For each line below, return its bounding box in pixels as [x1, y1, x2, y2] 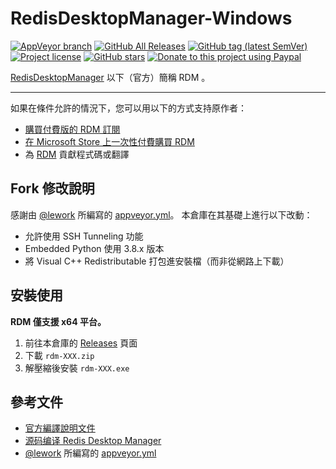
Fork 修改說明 [10, 180, 95, 197]
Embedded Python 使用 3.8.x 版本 [24, 242, 165, 254]
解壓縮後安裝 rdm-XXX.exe [24, 362, 130, 374]
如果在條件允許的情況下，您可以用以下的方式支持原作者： [10, 102, 247, 114]
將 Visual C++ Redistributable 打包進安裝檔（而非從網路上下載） [24, 255, 290, 267]
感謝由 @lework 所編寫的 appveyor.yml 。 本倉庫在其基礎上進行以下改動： [10, 208, 313, 221]
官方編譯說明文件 [24, 422, 96, 434]
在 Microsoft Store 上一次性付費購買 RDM [24, 135, 195, 147]
